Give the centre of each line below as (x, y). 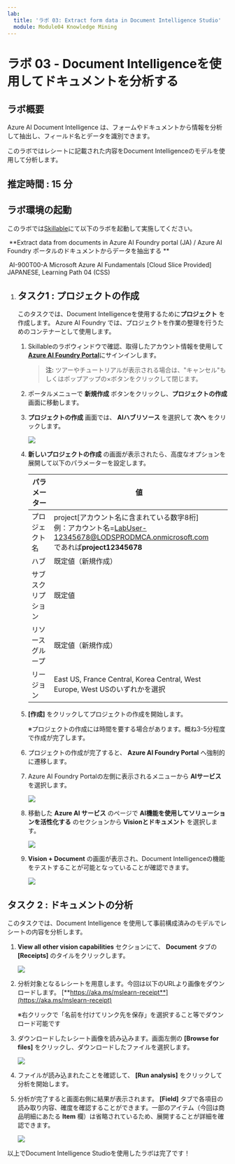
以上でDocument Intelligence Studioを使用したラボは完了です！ (99, 1153)
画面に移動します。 (55, 402)
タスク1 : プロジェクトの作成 (78, 296)
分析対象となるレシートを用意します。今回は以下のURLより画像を (112, 984)
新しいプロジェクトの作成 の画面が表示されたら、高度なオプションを (127, 454)
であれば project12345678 (98, 548)
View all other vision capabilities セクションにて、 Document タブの (117, 947)
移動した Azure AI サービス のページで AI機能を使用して (108, 813)
